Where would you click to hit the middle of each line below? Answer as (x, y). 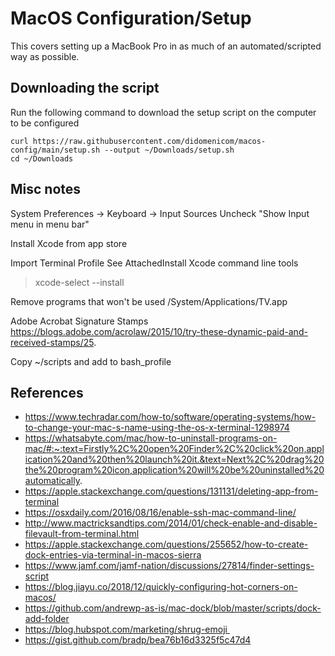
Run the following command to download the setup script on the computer (163, 112)
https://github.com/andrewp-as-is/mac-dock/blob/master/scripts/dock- (173, 608)
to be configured (45, 123)
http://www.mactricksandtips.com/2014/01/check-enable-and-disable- (171, 523)
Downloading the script (85, 88)
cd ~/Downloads (42, 158)
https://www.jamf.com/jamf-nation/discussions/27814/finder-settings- (169, 566)
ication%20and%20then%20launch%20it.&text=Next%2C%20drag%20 (174, 459)
